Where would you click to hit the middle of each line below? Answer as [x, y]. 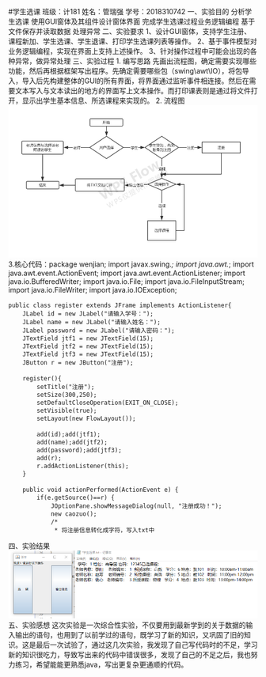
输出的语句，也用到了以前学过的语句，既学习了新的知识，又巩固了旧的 [129, 635]
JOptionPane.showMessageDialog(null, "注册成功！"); [136, 506]
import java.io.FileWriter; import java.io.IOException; [93, 290]
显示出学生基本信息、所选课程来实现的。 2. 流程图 [103, 100]
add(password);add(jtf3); [80, 450]
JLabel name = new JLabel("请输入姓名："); [91, 323]
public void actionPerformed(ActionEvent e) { [101, 490]
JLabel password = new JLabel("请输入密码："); [99, 331]
